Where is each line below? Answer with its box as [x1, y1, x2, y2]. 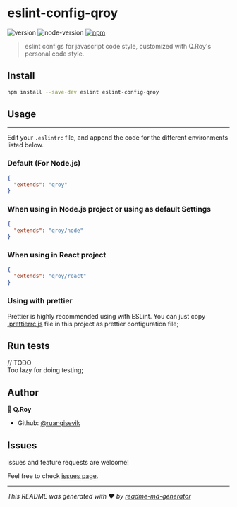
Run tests [7, 340, 50, 352]
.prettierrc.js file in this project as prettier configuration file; [7, 319, 179, 328]
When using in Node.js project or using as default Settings [7, 204, 212, 214]
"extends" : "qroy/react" [13, 273, 87, 280]
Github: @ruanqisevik [17, 419, 80, 427]
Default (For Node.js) [7, 159, 81, 169]
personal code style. [24, 49, 85, 58]
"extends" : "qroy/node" [13, 227, 83, 234]
